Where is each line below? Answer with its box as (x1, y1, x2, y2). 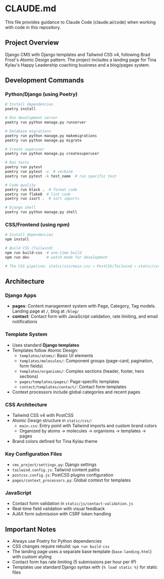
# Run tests (5, 160, 29, 165)
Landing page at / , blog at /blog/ (12, 308, 79, 314)
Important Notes (5, 525, 56, 533)
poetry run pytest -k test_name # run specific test (5, 173, 117, 179)
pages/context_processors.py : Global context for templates (12, 477, 131, 483)
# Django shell (5, 205, 36, 210)
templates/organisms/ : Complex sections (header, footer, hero (19, 368, 144, 374)
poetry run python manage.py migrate (5, 138, 82, 143)
